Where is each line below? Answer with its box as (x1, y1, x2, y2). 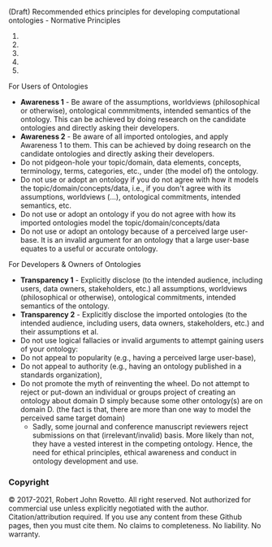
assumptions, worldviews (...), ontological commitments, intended (19, 192, 241, 201)
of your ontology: (19, 344, 79, 354)
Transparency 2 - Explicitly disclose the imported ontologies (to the (19, 310, 248, 319)
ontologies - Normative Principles (8, 15, 121, 25)
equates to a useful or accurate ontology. (19, 243, 158, 253)
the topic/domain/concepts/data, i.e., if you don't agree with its (19, 183, 231, 193)
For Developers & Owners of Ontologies (8, 260, 141, 269)
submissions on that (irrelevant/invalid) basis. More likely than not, (32, 430, 254, 440)
